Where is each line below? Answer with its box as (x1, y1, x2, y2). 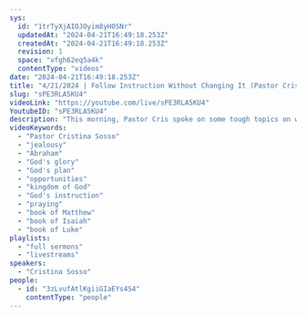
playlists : (9, 233, 51, 242)
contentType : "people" (25, 292, 112, 301)
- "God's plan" (17, 166, 76, 175)
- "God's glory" (17, 157, 79, 167)
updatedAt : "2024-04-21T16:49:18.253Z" (17, 30, 169, 39)
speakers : (9, 259, 47, 269)
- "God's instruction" (17, 191, 104, 200)
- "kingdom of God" (17, 183, 92, 192)
